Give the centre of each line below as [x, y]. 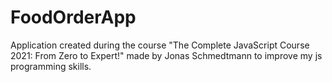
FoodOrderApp [73, 17]
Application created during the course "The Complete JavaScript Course [160, 45]
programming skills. [51, 66]
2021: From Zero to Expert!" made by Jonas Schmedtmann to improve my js [166, 55]
